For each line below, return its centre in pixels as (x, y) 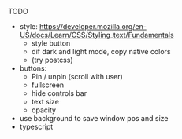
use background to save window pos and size (94, 118)
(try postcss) (52, 60)
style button (51, 43)
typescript (36, 126)
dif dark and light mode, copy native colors (101, 51)
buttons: (33, 68)
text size (45, 102)
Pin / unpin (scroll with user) (77, 77)
